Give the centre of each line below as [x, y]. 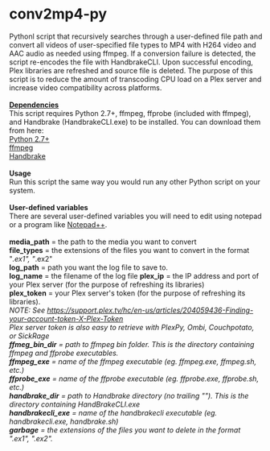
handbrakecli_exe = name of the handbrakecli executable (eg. [113, 412]
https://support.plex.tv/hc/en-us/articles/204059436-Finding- [150, 310]
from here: [27, 130]
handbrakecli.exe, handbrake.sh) [64, 421]
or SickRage [29, 336]
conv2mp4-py [58, 14]
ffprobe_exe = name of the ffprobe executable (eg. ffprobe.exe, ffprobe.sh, [134, 379]
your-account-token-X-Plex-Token [66, 318]
